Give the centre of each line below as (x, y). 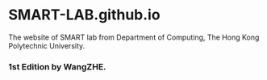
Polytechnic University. (47, 45)
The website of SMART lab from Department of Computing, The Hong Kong (134, 37)
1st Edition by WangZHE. (57, 66)
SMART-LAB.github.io (84, 15)
